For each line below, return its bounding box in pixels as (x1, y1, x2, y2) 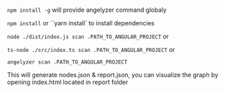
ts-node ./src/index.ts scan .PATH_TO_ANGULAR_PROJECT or (7, 46, 175, 53)
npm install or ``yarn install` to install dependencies (7, 19, 155, 27)
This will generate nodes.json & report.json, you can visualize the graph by (7, 71, 219, 79)
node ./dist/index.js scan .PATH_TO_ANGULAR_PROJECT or (7, 32, 169, 40)
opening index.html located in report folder (7, 78, 129, 86)
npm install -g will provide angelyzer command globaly (7, 6, 167, 14)
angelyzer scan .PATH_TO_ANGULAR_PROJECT (7, 59, 128, 66)
